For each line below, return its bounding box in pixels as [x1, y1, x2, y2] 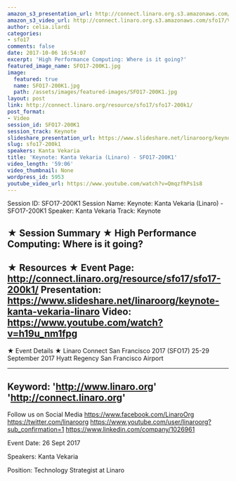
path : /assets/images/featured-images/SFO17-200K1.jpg [13, 88, 178, 95]
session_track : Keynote [7, 128, 77, 135]
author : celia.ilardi [7, 23, 71, 30]
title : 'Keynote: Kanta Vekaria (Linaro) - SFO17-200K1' [7, 154, 178, 162]
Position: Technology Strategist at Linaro [7, 466, 125, 475]
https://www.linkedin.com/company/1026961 [65, 426, 195, 434]
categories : [7, 29, 42, 37]
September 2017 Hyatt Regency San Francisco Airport [7, 354, 164, 362]
